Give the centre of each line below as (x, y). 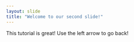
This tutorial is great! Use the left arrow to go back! (67, 33)
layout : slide (23, 11)
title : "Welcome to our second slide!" (55, 17)
